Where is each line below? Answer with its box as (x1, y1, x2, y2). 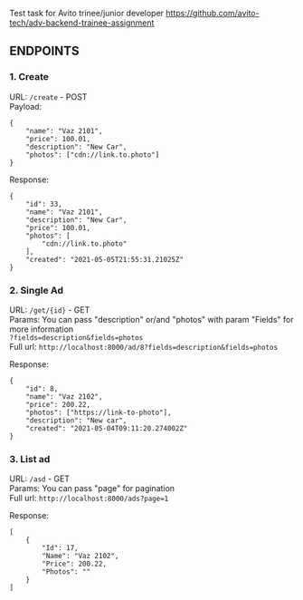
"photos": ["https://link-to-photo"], (25, 408, 172, 417)
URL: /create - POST (9, 91, 88, 102)
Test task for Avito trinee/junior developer (9, 8, 165, 18)
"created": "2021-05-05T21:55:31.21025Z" (25, 255, 184, 264)
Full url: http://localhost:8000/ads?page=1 (9, 493, 169, 504)
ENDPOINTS (9, 44, 80, 59)
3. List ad (9, 452, 51, 465)
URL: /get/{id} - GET (9, 304, 90, 315)
